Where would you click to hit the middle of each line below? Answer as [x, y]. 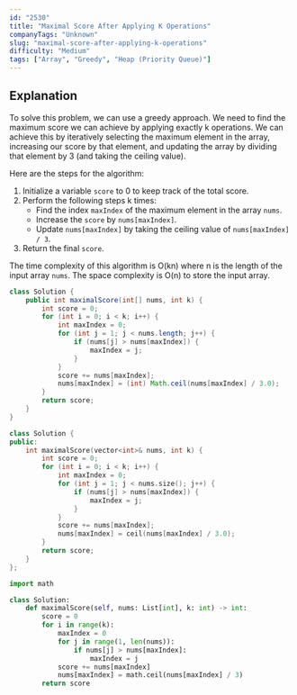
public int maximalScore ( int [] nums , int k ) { [114, 300]
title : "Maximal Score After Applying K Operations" [110, 26]
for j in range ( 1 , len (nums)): [116, 641]
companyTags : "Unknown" [54, 34]
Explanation [44, 96]
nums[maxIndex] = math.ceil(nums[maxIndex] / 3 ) [150, 675]
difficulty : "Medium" [50, 51]
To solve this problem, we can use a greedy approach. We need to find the [148, 117]
